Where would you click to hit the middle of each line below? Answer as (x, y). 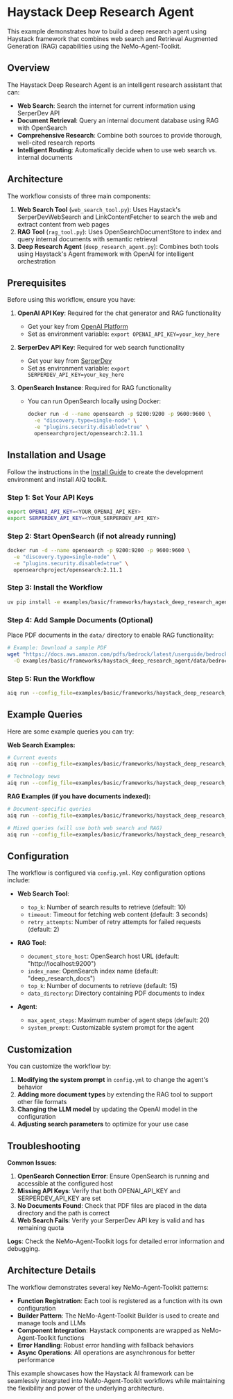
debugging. (24, 1249)
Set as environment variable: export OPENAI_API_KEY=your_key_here (123, 334)
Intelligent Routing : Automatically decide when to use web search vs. (117, 149)
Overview (29, 68)
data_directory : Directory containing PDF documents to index (116, 993)
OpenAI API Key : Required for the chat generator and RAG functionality (119, 313)
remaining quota (41, 1228)
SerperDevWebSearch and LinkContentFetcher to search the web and (117, 217)
